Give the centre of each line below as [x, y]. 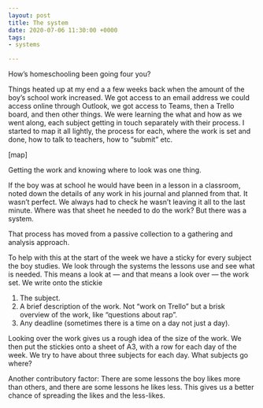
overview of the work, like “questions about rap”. [98, 315]
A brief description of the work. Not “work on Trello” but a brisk [122, 306]
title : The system [38, 23]
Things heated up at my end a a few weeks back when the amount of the [127, 89]
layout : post [30, 15]
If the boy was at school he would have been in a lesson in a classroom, [124, 185]
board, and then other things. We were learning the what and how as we [125, 114]
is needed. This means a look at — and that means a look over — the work [129, 274]
